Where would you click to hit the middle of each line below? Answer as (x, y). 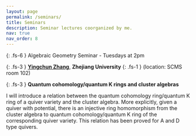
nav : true (18, 33)
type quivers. (22, 127)
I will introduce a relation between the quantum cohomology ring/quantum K (98, 96)
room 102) (18, 73)
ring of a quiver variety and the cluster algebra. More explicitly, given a (92, 102)
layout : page (22, 11)
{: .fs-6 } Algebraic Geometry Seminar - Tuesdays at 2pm (75, 55)
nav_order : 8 (22, 39)
